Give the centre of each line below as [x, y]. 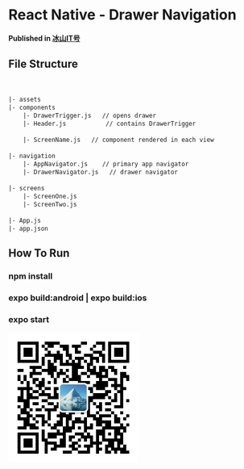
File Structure [43, 64]
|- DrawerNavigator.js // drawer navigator [101, 172]
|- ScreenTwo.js [50, 204]
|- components [32, 107]
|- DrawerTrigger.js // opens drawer [90, 115]
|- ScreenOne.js [50, 196]
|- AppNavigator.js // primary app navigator [106, 164]
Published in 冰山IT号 [44, 38]
